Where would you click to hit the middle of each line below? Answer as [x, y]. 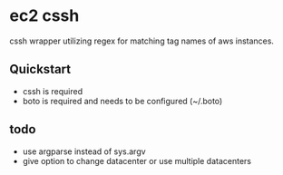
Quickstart [40, 69]
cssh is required [53, 91]
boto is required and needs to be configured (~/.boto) [122, 101]
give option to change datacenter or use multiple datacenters [137, 160]
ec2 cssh [44, 16]
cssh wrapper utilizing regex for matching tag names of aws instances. [142, 41]
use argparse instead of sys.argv [84, 151]
